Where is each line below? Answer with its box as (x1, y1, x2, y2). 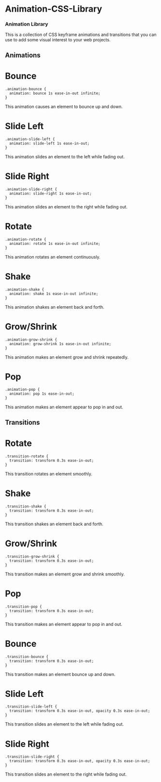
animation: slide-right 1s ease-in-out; (9, 191, 92, 196)
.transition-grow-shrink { (5, 554, 59, 559)
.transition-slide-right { (5, 754, 59, 759)
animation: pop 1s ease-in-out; (9, 391, 75, 397)
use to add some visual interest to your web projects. (5, 37, 111, 43)
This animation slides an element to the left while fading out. (5, 154, 125, 159)
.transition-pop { (5, 604, 42, 609)
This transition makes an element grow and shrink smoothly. (5, 571, 125, 577)
